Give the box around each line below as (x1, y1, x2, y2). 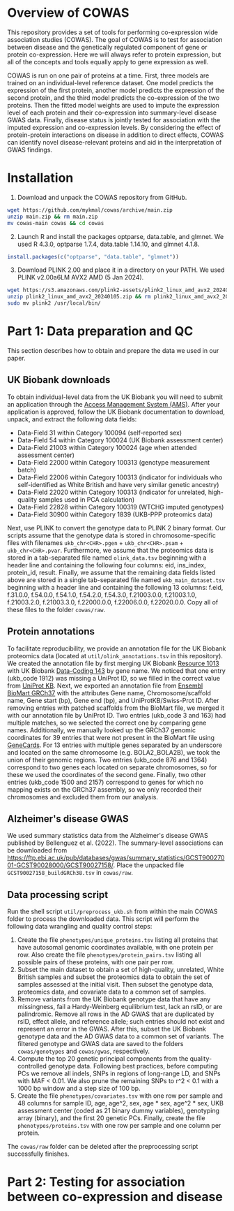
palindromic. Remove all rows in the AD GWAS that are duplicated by (17, 1010, 214, 1018)
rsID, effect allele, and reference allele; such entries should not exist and (17, 1017, 225, 1026)
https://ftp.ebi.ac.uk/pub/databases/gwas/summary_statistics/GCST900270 (7, 854, 225, 862)
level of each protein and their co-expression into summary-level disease (7, 108, 217, 117)
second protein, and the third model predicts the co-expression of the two (7, 93, 220, 102)
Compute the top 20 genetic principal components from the (17, 1054, 189, 1063)
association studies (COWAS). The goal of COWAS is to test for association (7, 35, 223, 43)
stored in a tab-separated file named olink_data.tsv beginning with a (7, 553, 207, 562)
